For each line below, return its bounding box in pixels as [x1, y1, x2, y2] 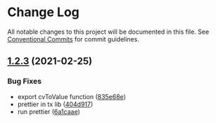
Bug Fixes [7, 77, 42, 86]
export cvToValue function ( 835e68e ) [17, 92, 127, 101]
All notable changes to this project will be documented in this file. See [7, 27, 210, 36]
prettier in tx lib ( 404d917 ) [17, 100, 94, 108]
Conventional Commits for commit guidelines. [7, 34, 139, 43]
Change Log [7, 4, 80, 20]
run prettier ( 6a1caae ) [17, 107, 81, 116]
